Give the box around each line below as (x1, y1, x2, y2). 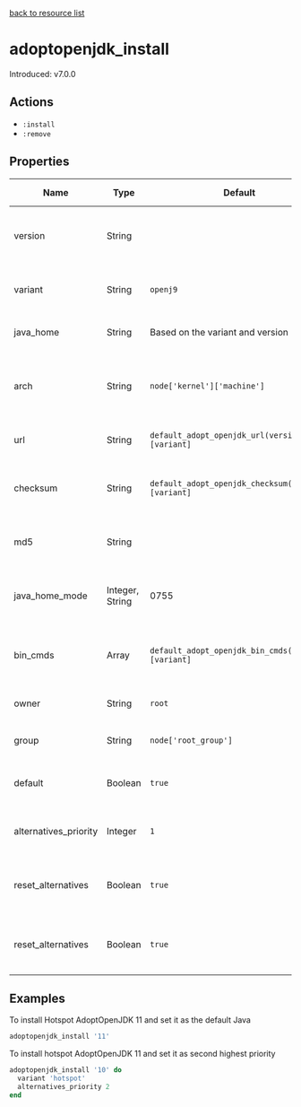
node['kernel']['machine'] (150, 380, 265, 391)
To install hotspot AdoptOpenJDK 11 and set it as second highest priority (9, 1049, 276, 1059)
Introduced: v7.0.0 (9, 68, 76, 79)
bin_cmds (13, 649, 55, 661)
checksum (13, 482, 58, 494)
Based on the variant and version (150, 326, 288, 338)
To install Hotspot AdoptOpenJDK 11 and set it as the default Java (9, 1015, 251, 1025)
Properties (9, 154, 70, 170)
